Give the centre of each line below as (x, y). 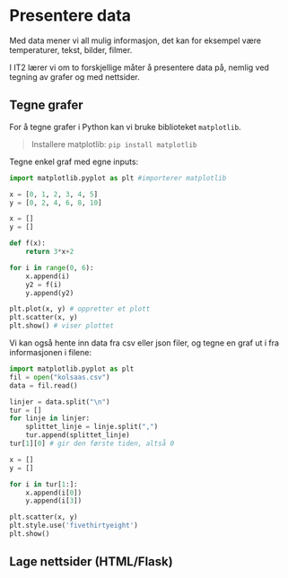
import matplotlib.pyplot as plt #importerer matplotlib (118, 178)
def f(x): (28, 243)
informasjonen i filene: (51, 352)
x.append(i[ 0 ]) (54, 493)
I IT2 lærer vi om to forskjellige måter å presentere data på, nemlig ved (139, 67)
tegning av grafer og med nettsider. (75, 76)
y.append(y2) (50, 293)
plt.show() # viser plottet (62, 326)
